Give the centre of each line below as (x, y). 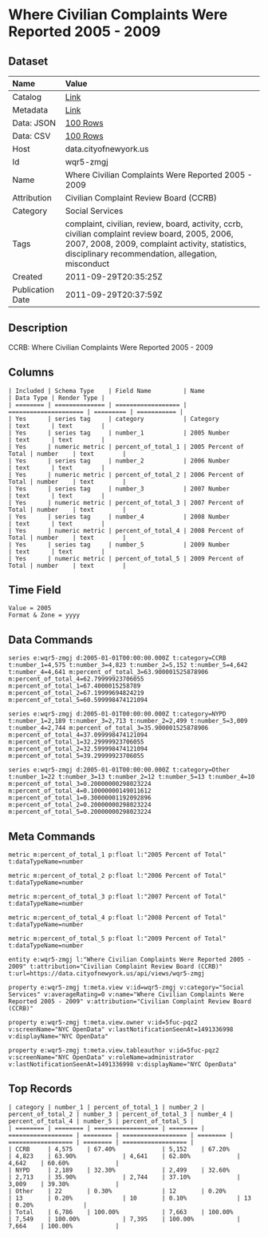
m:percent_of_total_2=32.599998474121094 (78, 749)
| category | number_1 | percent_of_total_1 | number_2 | (106, 1107)
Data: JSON (34, 123)
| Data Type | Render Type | (57, 398)
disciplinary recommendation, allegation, (141, 254)
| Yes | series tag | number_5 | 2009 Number (119, 545)
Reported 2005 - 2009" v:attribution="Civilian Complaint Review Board (130, 1002)
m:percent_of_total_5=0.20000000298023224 (80, 812)
